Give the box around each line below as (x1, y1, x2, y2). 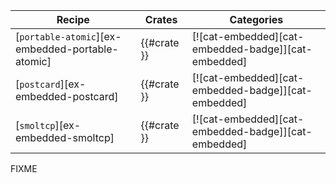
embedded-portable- (15, 42, 119, 56)
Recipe (56, 13, 90, 26)
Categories (229, 13, 284, 26)
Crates (144, 13, 178, 26)
